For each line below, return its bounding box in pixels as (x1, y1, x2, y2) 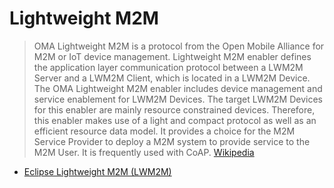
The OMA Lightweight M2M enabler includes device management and (33, 82, 323, 94)
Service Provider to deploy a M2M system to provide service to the (33, 135, 311, 147)
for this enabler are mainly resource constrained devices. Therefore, (33, 103, 316, 116)
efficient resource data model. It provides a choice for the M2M (33, 125, 296, 137)
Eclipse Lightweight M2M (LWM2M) (23, 165, 172, 177)
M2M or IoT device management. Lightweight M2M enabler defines (33, 50, 312, 62)
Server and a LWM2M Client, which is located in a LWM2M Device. (33, 72, 311, 84)
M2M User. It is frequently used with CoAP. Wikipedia (33, 146, 255, 158)
